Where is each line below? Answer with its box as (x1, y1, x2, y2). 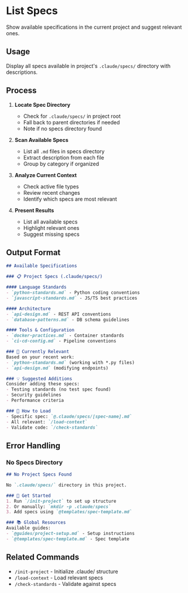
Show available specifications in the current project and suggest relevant (6, 23, 182, 31)
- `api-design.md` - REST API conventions (6, 311, 111, 317)
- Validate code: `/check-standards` (6, 424, 98, 431)
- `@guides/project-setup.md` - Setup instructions (6, 531, 135, 537)
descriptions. (6, 69, 38, 76)
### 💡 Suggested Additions (6, 375, 73, 382)
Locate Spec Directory (14, 101, 71, 108)
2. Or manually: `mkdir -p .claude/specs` (6, 503, 111, 510)
